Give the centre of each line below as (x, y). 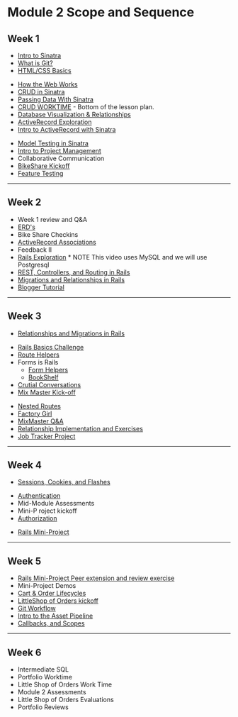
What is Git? (35, 63)
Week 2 (24, 202)
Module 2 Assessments (52, 692)
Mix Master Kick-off (46, 392)
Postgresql (33, 265)
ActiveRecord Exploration (55, 122)
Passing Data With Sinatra (56, 99)
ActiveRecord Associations (57, 242)
